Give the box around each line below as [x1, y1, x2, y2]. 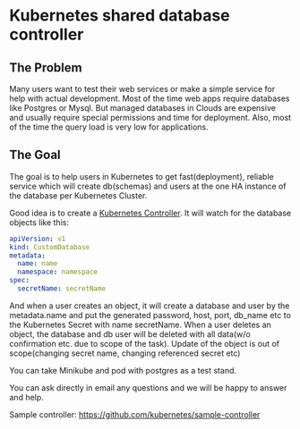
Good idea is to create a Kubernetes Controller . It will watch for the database [9, 207, 292, 218]
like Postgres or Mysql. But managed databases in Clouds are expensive [9, 103, 276, 113]
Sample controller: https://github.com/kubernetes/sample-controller [9, 408, 261, 420]
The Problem [9, 60, 82, 75]
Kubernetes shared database [9, 5, 230, 26]
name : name [17, 259, 58, 268]
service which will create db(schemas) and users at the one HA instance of [9, 181, 287, 191]
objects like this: [9, 216, 70, 228]
